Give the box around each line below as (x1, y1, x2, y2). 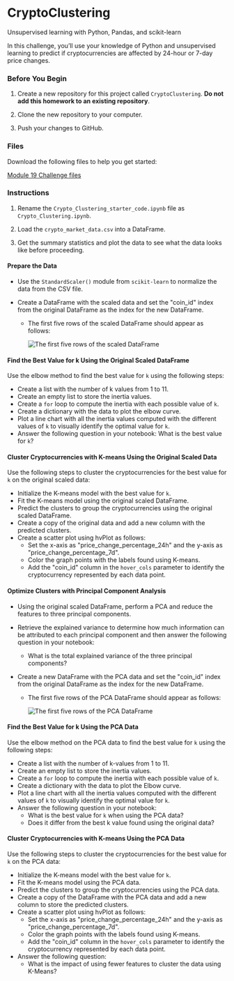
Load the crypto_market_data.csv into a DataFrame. (17, 225, 166, 233)
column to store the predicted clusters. (17, 901, 129, 909)
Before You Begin (7, 73, 68, 83)
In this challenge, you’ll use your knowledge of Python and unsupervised (7, 41, 216, 50)
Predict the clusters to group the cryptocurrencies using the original (17, 504, 212, 512)
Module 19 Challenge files (7, 171, 81, 179)
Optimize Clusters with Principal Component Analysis (7, 587, 166, 595)
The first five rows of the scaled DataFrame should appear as (27, 319, 204, 328)
